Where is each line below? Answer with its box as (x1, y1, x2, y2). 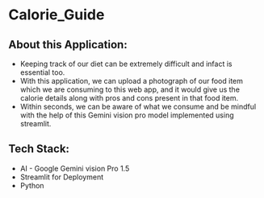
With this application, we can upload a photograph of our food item (19, 76, 244, 85)
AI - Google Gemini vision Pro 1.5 (19, 163, 130, 173)
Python (19, 180, 44, 190)
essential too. (19, 68, 65, 77)
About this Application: (8, 38, 128, 52)
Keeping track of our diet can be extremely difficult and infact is (19, 59, 233, 68)
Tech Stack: (8, 142, 70, 156)
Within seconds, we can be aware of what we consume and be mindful (19, 102, 257, 111)
